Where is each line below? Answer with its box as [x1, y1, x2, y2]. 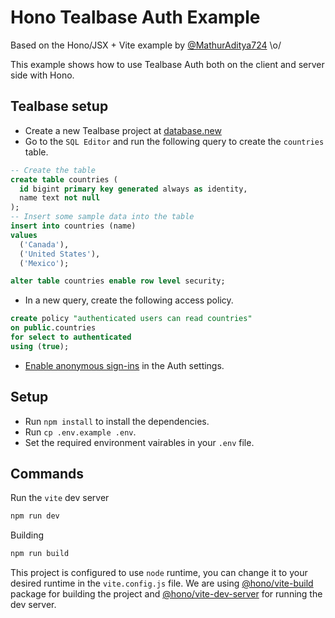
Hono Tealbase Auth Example [10, 6, 261, 29]
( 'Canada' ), [19, 239, 70, 250]
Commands [10, 465, 85, 482]
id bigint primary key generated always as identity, [19, 184, 248, 194]
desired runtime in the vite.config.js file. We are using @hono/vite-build [10, 577, 314, 590]
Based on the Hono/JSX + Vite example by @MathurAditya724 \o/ [10, 39, 282, 51]
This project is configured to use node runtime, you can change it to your [10, 567, 308, 579]
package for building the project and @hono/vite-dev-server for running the [10, 588, 323, 600]
